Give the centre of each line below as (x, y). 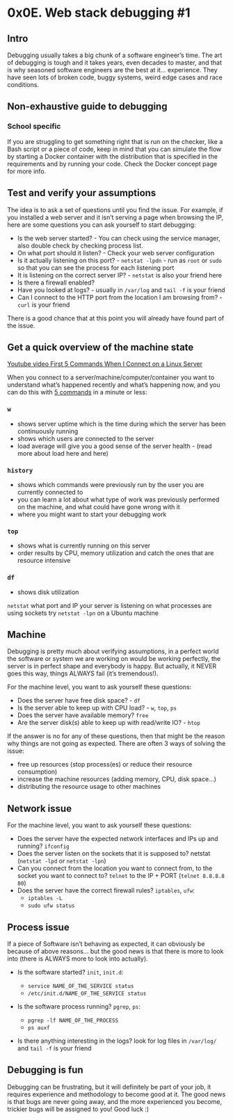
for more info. (27, 171)
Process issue (38, 927)
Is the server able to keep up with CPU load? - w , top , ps (97, 708)
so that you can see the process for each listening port (96, 267)
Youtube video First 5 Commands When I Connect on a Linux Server (105, 364)
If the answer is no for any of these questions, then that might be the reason (116, 736)
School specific (34, 127)
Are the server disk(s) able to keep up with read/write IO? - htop (109, 723)
